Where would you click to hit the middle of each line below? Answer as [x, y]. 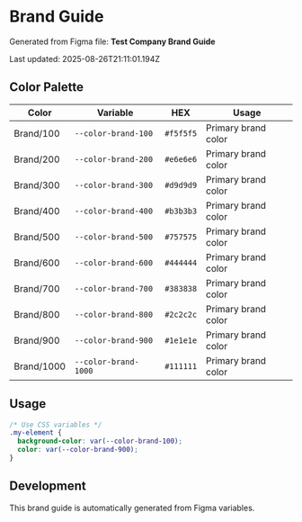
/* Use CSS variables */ [56, 425]
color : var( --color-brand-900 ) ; [78, 450]
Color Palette [46, 87]
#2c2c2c [181, 314]
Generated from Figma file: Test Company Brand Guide [112, 41]
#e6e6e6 [181, 159]
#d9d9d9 [181, 185]
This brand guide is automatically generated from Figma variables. [132, 508]
